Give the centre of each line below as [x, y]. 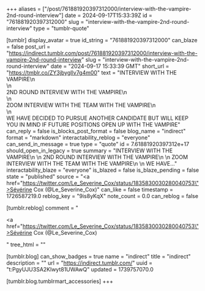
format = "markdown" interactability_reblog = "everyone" [78, 138]
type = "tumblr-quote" [61, 28]
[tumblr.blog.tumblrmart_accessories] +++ [60, 281]
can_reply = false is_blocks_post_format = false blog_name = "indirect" [96, 131]
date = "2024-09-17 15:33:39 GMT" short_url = [110, 66]
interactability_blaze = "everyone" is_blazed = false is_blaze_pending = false [103, 170]
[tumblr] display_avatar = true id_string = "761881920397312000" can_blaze [102, 40]
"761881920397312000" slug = [45, 22]
